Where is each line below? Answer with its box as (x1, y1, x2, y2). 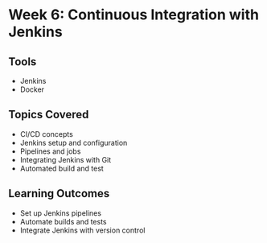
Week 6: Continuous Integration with (8, 6, 260, 24)
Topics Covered (8, 108, 89, 121)
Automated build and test (19, 163, 105, 173)
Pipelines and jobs (19, 146, 81, 156)
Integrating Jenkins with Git (19, 154, 112, 164)
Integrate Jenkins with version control (19, 225, 146, 235)
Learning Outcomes (8, 187, 110, 200)
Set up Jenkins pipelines (19, 208, 102, 218)
